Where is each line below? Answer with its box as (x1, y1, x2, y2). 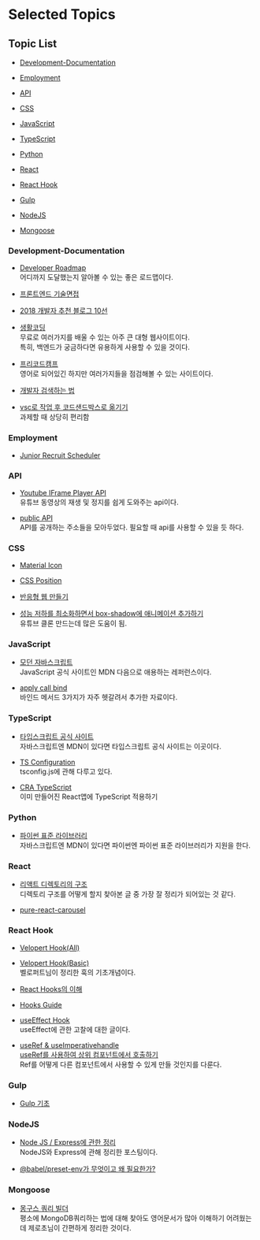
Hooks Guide (19, 1000, 62, 1009)
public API (19, 513, 54, 522)
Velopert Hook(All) (19, 943, 80, 952)
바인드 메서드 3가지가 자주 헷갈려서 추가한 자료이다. (19, 692, 178, 702)
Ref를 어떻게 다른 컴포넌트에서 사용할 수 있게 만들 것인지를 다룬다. (19, 1060, 222, 1069)
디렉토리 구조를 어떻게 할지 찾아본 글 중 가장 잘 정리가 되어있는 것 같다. (19, 889, 236, 899)
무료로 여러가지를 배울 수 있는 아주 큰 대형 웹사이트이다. (19, 332, 191, 342)
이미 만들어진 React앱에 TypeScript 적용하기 (19, 792, 158, 801)
